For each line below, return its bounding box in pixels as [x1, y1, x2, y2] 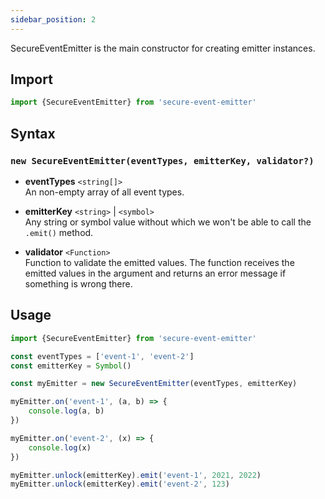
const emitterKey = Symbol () [10, 361, 132, 371]
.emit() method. [24, 227, 94, 238]
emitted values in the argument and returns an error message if [24, 267, 287, 279]
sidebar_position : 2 [10, 14, 97, 25]
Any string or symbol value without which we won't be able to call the [24, 216, 312, 228]
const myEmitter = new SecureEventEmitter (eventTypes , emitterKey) [10, 379, 298, 389]
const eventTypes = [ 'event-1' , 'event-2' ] [10, 351, 195, 361]
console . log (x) [28, 442, 92, 453]
